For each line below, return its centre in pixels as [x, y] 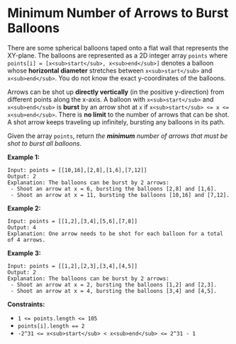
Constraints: [26, 304]
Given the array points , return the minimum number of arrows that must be [118, 136]
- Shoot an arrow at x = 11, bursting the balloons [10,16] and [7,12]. [120, 195]
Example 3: [24, 253]
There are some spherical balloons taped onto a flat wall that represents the [118, 48]
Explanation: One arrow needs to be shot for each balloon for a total [115, 233]
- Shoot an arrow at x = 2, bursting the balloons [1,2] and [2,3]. [114, 285]
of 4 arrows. [27, 240]
